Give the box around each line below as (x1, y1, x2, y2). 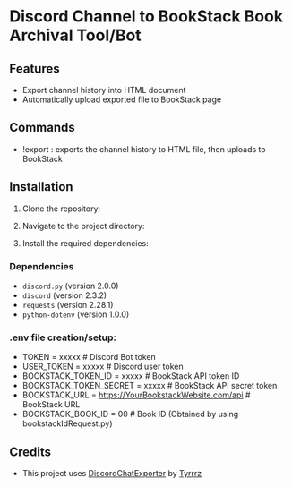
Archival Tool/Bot (9, 25, 142, 46)
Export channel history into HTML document (21, 85, 186, 95)
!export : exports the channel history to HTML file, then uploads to (21, 143, 266, 154)
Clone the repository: (21, 203, 101, 214)
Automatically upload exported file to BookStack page (21, 94, 222, 105)
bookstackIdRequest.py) (21, 418, 114, 429)
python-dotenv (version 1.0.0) (21, 309, 130, 320)
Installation (9, 179, 73, 194)
